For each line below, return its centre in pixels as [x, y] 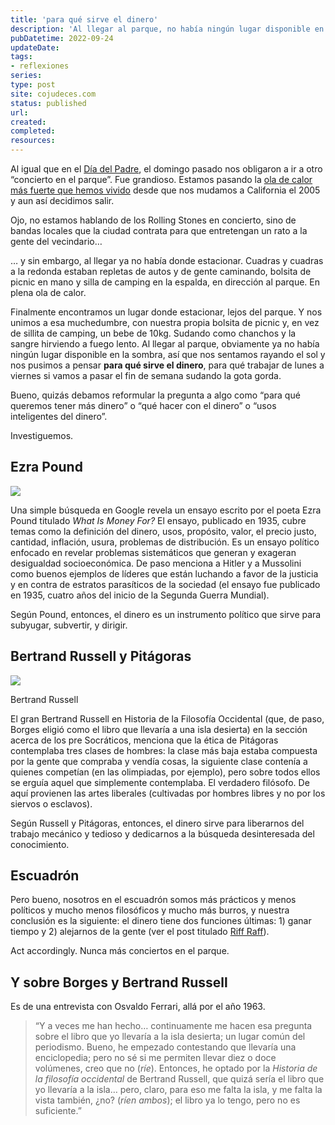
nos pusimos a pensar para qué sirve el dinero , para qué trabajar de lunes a [167, 365]
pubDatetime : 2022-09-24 [62, 38]
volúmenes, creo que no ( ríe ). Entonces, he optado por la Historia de [176, 1068]
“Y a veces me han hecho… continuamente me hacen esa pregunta [173, 1026]
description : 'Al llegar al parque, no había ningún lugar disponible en [167, 29]
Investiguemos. [42, 435]
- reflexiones [40, 66]
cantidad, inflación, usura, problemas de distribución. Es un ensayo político [165, 542]
